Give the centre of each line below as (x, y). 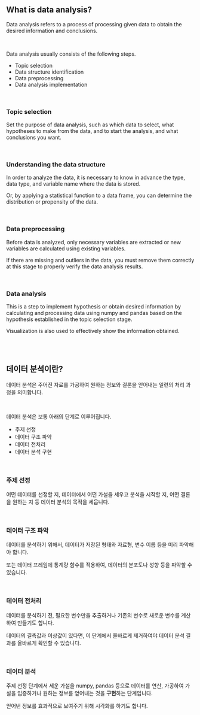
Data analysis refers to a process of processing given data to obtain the (94, 24)
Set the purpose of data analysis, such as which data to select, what (90, 125)
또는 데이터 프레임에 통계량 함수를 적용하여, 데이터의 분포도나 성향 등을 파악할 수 (99, 565)
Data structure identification (49, 72)
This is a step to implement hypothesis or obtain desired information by (93, 307)
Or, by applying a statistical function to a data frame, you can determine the (99, 196)
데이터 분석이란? (35, 369)
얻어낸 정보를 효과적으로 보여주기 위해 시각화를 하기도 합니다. (77, 706)
